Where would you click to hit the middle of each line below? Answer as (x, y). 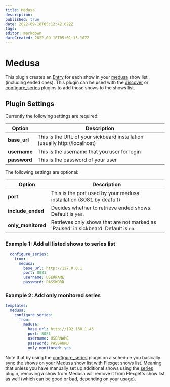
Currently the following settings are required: (52, 116)
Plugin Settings (30, 104)
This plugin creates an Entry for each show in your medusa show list (76, 77)
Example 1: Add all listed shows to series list (60, 244)
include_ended (26, 211)
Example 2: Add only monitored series (53, 295)
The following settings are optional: (42, 172)
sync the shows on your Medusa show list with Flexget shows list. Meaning (83, 363)
